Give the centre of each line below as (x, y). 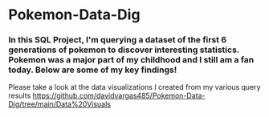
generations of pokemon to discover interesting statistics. (124, 50)
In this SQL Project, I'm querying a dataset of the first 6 (118, 40)
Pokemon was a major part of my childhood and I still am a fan (131, 60)
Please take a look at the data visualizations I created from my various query (134, 87)
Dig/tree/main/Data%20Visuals (59, 104)
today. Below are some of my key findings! (93, 70)
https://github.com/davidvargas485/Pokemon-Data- (119, 96)
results (20, 96)
